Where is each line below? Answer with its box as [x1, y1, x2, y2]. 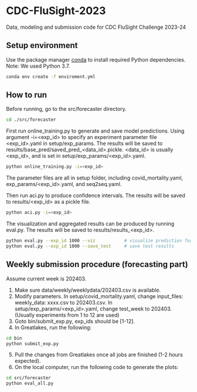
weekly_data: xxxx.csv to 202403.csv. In [14, 299, 113, 306]
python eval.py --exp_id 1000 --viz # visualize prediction [6, 238, 182, 244]
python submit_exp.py [6, 340, 59, 347]
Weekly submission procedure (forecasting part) [6, 259, 189, 269]
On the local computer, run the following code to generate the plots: [14, 364, 179, 371]
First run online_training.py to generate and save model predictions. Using [6, 127, 185, 134]
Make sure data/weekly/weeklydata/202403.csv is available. [14, 286, 161, 293]
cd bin [6, 335, 22, 341]
